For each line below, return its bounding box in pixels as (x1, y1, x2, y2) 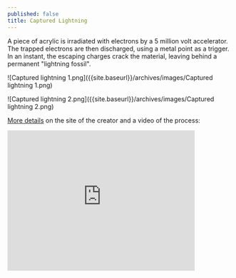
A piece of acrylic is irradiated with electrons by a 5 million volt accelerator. (7, 36, 228, 45)
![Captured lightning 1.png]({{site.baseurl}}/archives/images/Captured (7, 73, 213, 82)
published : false (7, 10, 59, 18)
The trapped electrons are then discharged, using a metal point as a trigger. (7, 44, 230, 53)
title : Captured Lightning (7, 17, 88, 24)
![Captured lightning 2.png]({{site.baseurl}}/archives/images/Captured (7, 94, 215, 103)
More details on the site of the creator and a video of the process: (7, 115, 201, 125)
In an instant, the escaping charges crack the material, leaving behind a (7, 51, 217, 61)
